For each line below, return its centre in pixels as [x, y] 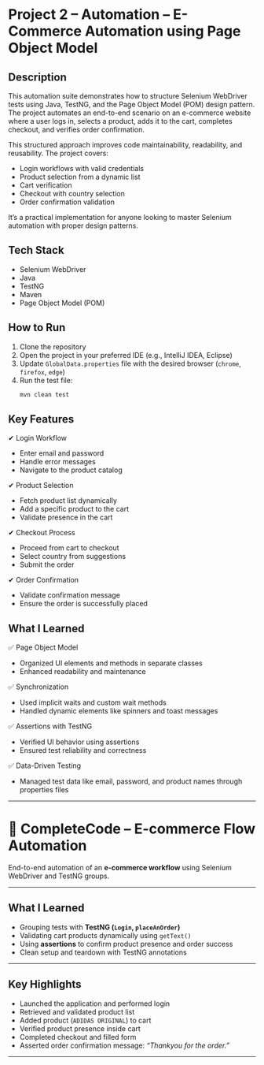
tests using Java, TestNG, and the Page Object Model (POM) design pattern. [132, 104]
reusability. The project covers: [58, 153]
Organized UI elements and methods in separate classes [111, 663]
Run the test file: [46, 380]
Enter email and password [62, 453]
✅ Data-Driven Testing [44, 765]
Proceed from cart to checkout [69, 548]
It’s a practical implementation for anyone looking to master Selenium [120, 217]
